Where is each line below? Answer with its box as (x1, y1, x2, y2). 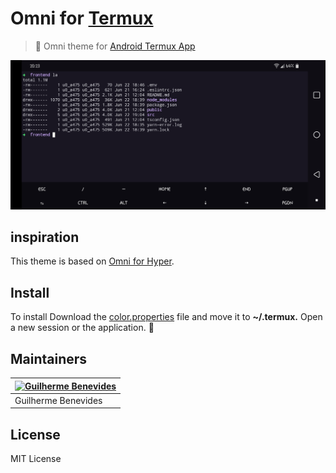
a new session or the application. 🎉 (10, 322, 155, 334)
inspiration (10, 229, 80, 246)
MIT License (10, 453, 62, 465)
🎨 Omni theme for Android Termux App (34, 40, 196, 52)
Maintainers (10, 350, 88, 367)
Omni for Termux (10, 7, 154, 30)
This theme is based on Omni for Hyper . (10, 255, 175, 267)
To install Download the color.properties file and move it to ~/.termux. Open (10, 311, 323, 323)
